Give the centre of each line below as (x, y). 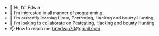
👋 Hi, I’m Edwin (25, 8)
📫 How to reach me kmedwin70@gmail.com (55, 28)
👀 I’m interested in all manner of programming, (57, 13)
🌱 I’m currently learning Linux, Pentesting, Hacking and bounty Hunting (81, 18)
